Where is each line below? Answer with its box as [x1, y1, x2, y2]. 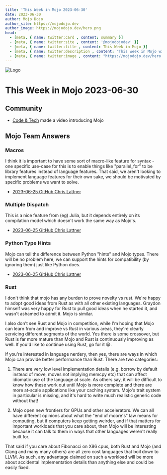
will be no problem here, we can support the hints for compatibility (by [5, 256, 149, 262]
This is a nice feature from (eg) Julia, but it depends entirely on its [5, 212, 140, 219]
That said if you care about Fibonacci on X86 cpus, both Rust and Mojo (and [5, 443, 162, 449]
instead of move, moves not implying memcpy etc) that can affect [12, 371, 147, 377]
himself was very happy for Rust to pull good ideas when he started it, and [5, 305, 158, 311]
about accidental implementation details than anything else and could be [5, 459, 154, 465]
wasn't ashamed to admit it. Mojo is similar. [5, 311, 93, 317]
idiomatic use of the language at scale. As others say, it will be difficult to [12, 376, 162, 383]
